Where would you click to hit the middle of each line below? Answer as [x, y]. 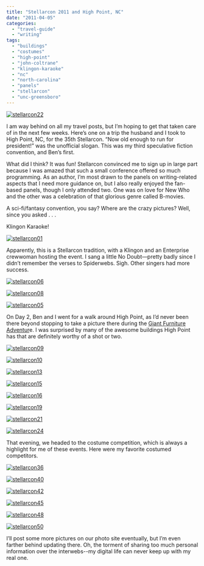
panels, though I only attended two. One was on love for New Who [107, 190]
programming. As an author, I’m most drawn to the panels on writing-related [101, 177]
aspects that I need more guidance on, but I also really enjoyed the [90, 183]
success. [18, 270]
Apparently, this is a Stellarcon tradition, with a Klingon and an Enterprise [98, 250]
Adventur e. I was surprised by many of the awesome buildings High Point [98, 329]
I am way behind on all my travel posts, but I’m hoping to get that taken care [101, 126]
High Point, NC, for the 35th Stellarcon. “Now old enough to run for [90, 139]
